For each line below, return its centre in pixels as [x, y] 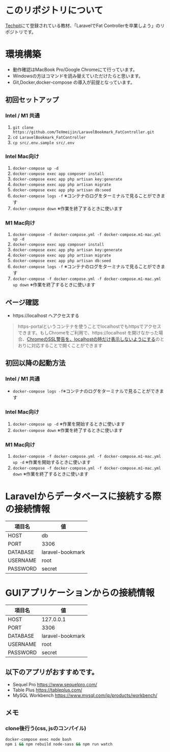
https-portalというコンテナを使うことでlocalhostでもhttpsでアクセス [90, 326]
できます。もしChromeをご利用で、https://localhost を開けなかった [88, 332]
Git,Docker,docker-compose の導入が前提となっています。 [74, 82]
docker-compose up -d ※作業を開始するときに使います [69, 424]
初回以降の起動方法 [35, 363]
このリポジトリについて [54, 10]
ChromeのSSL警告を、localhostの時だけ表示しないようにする [91, 339]
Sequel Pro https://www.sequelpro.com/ [55, 684]
